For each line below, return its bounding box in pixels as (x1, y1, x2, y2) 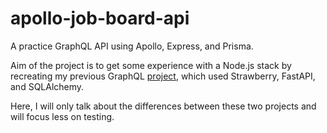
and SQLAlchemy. (10, 80, 85, 92)
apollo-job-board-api (10, 7, 190, 30)
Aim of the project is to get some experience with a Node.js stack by (10, 59, 292, 71)
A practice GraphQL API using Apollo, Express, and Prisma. (10, 40, 254, 52)
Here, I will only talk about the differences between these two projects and (10, 100, 317, 112)
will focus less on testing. (10, 110, 115, 122)
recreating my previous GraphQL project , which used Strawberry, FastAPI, (10, 70, 316, 82)
